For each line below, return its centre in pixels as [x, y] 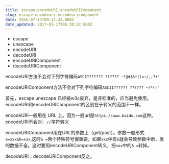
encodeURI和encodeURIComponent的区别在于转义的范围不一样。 [75, 105]
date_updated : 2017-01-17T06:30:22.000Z [49, 24]
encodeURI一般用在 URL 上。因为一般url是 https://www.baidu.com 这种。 [81, 115]
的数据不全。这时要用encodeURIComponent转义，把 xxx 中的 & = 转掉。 [79, 146]
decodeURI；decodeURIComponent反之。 [50, 156]
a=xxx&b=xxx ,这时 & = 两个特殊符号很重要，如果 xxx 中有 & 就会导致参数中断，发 [85, 139]
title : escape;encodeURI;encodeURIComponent [53, 10]
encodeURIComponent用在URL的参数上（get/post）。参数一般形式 [75, 133]
